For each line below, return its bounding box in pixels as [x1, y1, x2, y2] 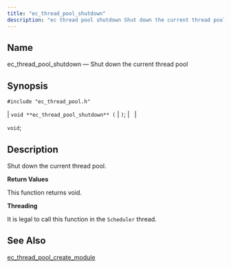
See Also [7, 235, 46, 247]
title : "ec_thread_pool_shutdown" [7, 10, 107, 17]
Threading [7, 201, 38, 210]
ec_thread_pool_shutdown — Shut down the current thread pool [7, 60, 188, 69]
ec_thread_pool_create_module [7, 253, 96, 261]
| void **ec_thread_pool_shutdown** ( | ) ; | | [7, 111, 137, 119]
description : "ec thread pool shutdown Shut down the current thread [7, 16, 211, 23]
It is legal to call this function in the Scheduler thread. [7, 214, 157, 223]
